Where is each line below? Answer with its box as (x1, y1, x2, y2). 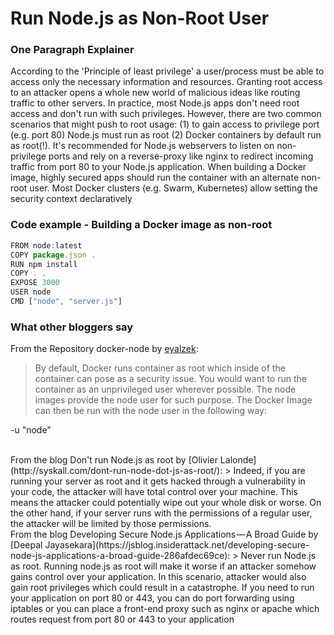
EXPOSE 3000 (10, 278, 60, 288)
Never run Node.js (240, 550, 317, 562)
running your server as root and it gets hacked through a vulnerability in (10, 475, 306, 487)
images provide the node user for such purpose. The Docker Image (34, 394, 313, 406)
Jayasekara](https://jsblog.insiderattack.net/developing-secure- (44, 539, 310, 551)
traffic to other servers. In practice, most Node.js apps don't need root (10, 97, 300, 109)
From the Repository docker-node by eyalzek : (10, 343, 199, 355)
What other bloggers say (10, 320, 134, 334)
